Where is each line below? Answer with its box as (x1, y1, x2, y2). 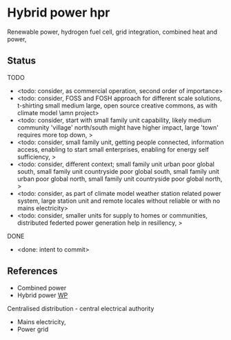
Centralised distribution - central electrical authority (7, 304, 154, 312)
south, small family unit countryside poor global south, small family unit (17, 167, 219, 175)
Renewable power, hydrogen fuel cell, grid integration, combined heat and (7, 28, 218, 36)
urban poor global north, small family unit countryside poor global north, (17, 174, 223, 183)
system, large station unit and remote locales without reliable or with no (17, 197, 221, 205)
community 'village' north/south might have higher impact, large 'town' (17, 123, 219, 132)
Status (7, 55, 37, 67)
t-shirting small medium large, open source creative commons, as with (17, 101, 218, 110)
